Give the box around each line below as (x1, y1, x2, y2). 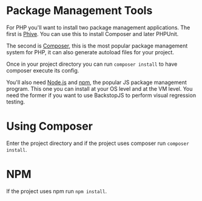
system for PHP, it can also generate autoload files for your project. (6, 48, 175, 55)
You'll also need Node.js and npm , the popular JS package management (6, 79, 187, 86)
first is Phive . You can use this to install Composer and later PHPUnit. (6, 30, 179, 37)
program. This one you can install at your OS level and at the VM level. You (6, 85, 193, 92)
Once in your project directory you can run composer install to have (6, 60, 178, 68)
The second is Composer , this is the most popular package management (6, 42, 188, 49)
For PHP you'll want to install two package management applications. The (6, 24, 190, 31)
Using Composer (6, 119, 93, 133)
